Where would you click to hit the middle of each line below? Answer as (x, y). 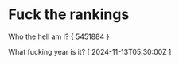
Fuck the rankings (69, 15)
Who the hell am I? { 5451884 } (59, 36)
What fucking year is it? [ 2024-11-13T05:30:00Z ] (90, 51)
